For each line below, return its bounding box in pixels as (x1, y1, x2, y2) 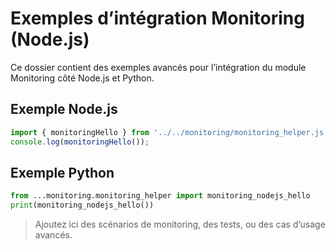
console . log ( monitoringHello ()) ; (10, 137, 150, 147)
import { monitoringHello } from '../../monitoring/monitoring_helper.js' (10, 127, 329, 137)
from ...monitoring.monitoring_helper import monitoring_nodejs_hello (10, 191, 311, 201)
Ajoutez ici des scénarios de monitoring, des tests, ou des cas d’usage (34, 218, 326, 231)
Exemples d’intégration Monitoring (10, 7, 305, 30)
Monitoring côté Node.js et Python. (10, 72, 155, 84)
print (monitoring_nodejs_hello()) (10, 200, 155, 211)
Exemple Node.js (10, 101, 118, 118)
